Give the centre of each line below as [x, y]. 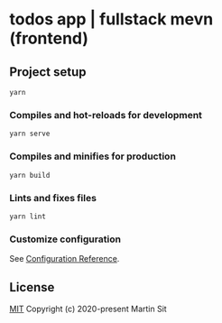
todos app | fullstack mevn [111, 19]
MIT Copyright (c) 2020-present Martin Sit [88, 309]
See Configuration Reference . [65, 259]
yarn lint [28, 217]
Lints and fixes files [53, 198]
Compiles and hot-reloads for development [106, 115]
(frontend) [49, 38]
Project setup [48, 72]
